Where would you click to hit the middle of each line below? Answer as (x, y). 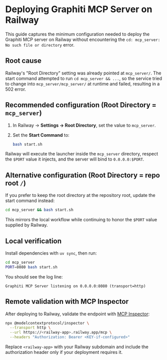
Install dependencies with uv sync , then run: (51, 253)
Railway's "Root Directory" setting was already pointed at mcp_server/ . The (83, 73)
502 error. (16, 89)
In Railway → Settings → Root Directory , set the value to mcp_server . (84, 125)
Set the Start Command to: (41, 135)
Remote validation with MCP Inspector (67, 302)
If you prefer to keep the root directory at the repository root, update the (80, 195)
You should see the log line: (34, 276)
